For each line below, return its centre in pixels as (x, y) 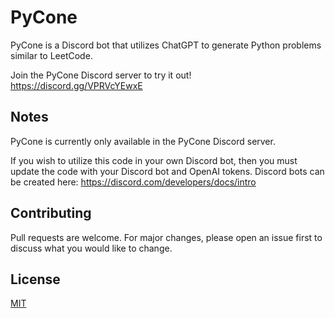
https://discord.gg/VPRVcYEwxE (76, 85)
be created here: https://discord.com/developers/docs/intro (133, 182)
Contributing (51, 213)
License (35, 279)
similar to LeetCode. (51, 55)
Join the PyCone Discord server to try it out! (101, 75)
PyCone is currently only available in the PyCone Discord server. (143, 141)
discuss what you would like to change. (91, 248)
